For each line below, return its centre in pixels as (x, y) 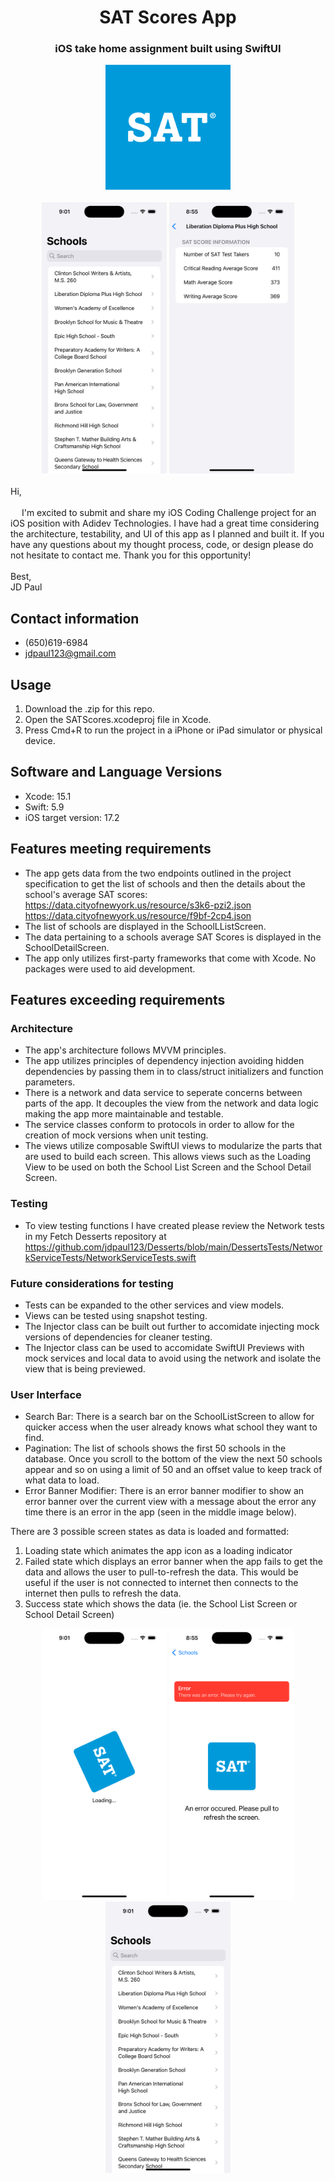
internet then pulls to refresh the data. (103, 1593)
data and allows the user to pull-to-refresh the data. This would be (161, 1572)
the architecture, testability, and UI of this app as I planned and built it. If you (167, 534)
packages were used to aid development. (110, 968)
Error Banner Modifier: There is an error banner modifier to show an (164, 1491)
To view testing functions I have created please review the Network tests (174, 1225)
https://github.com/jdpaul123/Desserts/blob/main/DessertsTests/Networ (173, 1247)
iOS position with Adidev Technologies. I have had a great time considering (165, 523)
